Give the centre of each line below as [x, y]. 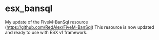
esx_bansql [29, 9]
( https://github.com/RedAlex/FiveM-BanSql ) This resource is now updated [80, 27]
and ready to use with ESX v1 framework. [46, 32]
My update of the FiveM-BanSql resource [47, 22]
